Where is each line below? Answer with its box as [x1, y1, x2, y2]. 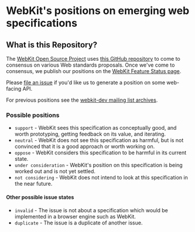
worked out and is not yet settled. [14, 168, 95, 175]
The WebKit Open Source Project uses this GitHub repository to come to [6, 56, 180, 62]
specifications [6, 16, 78, 30]
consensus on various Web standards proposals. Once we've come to [6, 61, 175, 68]
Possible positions [6, 111, 60, 119]
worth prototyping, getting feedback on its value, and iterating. [14, 130, 166, 138]
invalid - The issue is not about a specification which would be [14, 206, 169, 214]
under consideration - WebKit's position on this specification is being [14, 162, 183, 169]
